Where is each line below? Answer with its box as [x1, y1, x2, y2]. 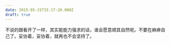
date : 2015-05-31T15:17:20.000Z [5, 7, 74, 13]
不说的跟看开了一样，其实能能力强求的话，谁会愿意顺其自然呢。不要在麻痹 [5, 26, 161, 33]
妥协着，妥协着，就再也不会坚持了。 [18, 33, 94, 39]
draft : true [5, 12, 30, 17]
